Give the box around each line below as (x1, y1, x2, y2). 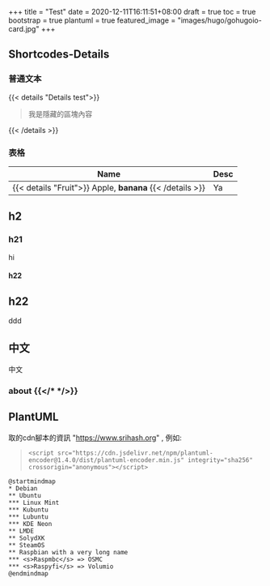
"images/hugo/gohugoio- (177, 15, 263, 25)
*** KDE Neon (8, 520, 53, 528)
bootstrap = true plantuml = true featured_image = (8, 15, 176, 25)
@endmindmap (8, 569, 49, 578)
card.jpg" (8, 24, 40, 33)
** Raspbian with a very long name (8, 548, 129, 556)
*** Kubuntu (8, 506, 49, 514)
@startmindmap (8, 477, 57, 485)
